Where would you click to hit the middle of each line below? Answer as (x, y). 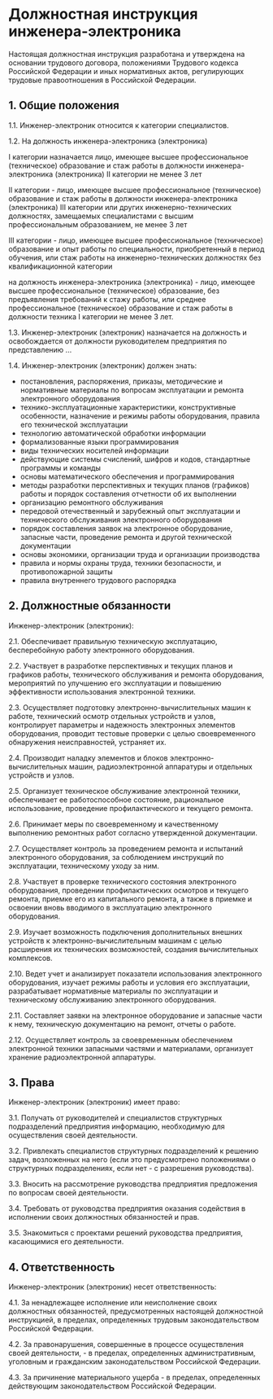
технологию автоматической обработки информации (113, 433)
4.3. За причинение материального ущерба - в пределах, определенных (134, 1378)
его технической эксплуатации (74, 424)
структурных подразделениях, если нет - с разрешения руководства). (131, 1169)
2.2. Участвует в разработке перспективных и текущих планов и (121, 665)
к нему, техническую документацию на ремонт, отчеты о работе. (122, 1024)
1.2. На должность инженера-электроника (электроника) (108, 141)
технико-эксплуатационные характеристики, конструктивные (128, 407)
